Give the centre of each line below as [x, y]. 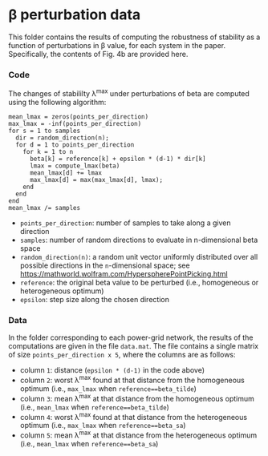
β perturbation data [75, 15]
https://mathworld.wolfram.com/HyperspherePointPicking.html [124, 273]
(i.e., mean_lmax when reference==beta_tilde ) [95, 407]
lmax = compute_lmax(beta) [75, 166]
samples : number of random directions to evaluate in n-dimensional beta [139, 240]
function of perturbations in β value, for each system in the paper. [117, 45]
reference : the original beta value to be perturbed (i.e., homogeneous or [139, 282]
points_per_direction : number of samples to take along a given [125, 223]
